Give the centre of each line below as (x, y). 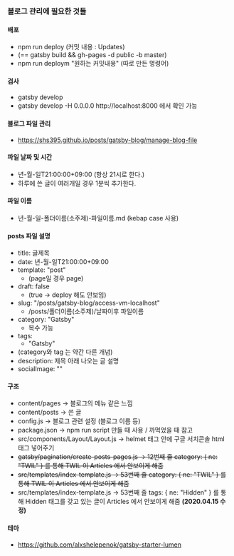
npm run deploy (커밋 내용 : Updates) (71, 47)
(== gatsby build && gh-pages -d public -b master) (92, 55)
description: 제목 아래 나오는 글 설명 (68, 361)
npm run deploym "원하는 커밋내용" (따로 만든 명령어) (93, 64)
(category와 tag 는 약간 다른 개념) (65, 352)
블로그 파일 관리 (29, 123)
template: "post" (42, 270)
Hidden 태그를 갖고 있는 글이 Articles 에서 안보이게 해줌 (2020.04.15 (122, 502)
